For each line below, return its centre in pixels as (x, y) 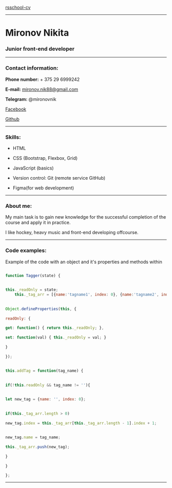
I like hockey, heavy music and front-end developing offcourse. (72, 232)
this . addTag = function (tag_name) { (44, 371)
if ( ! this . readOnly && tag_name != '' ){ (48, 385)
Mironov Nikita (37, 33)
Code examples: (26, 250)
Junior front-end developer (40, 49)
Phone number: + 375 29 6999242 (43, 79)
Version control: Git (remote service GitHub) (59, 178)
